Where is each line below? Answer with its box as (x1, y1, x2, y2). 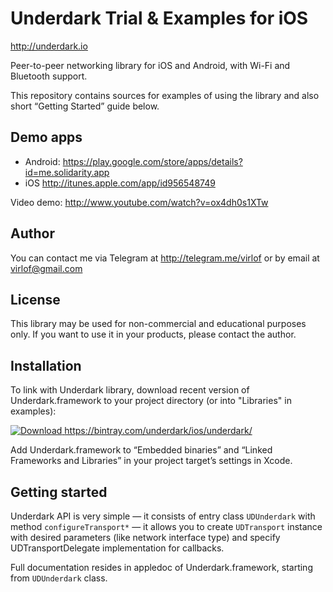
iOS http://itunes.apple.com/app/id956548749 (24, 177, 216, 189)
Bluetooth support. (10, 70, 88, 82)
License (10, 291, 61, 308)
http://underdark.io (10, 40, 88, 52)
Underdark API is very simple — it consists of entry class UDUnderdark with (10, 510, 316, 522)
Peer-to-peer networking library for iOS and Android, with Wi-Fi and (10, 59, 291, 71)
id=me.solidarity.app (24, 166, 110, 178)
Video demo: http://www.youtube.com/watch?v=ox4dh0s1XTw (10, 196, 269, 208)
